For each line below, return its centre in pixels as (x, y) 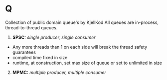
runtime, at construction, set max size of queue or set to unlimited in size (87, 63)
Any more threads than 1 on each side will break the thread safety (80, 47)
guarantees (24, 52)
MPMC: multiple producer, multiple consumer (59, 72)
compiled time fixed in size (40, 57)
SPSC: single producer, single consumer (54, 37)
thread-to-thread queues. (31, 27)
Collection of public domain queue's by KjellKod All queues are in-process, (82, 22)
